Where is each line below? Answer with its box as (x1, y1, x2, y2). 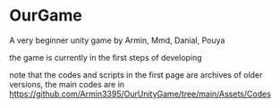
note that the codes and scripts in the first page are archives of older (9, 69, 263, 80)
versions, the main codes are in (9, 79, 125, 89)
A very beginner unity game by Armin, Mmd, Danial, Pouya (9, 35, 225, 46)
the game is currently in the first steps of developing (9, 52, 203, 62)
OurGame (9, 5, 82, 26)
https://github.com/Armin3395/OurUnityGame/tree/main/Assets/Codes (9, 88, 271, 99)
